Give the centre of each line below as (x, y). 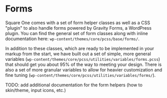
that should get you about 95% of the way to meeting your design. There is (83, 64)
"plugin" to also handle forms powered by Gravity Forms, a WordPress (78, 28)
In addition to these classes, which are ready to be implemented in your (80, 48)
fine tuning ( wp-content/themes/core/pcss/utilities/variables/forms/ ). (80, 75)
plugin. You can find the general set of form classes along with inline (77, 33)
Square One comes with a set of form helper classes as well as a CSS (78, 23)
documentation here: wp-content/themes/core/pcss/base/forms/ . (72, 39)
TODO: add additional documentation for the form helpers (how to (74, 85)
